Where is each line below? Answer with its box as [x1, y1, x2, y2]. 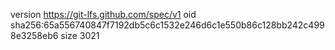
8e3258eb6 [10, 30, 59, 41]
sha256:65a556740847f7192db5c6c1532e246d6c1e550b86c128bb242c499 [10, 19, 325, 31]
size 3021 [60, 30, 100, 41]
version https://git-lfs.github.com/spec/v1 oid [10, 9, 197, 20]
